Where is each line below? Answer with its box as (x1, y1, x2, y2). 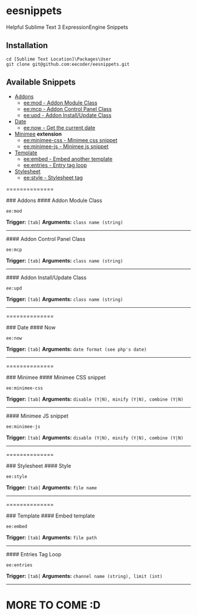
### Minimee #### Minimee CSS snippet (6, 374, 106, 381)
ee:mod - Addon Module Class (23, 99, 98, 106)
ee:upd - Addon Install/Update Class (23, 112, 112, 119)
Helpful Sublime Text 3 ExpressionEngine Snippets (6, 23, 128, 31)
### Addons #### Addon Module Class (6, 197, 103, 204)
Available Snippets (6, 78, 76, 88)
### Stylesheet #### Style (6, 462, 72, 469)
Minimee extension (14, 130, 62, 137)
